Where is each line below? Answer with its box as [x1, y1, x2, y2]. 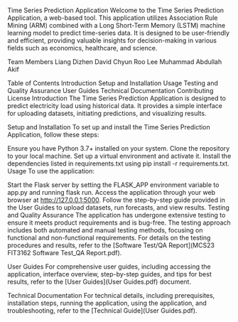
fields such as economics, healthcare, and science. [7, 44, 158, 52]
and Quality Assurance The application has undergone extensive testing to [7, 211, 226, 219]
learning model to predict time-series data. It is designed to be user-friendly [7, 28, 229, 37]
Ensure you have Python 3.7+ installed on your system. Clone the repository [7, 144, 230, 152]
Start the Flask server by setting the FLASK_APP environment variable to [7, 181, 220, 189]
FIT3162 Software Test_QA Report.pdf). [7, 249, 122, 257]
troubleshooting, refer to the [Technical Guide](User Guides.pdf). [7, 306, 198, 315]
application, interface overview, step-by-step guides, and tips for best [7, 270, 212, 278]
